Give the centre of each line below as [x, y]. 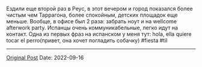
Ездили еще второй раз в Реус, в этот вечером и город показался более [100, 9]
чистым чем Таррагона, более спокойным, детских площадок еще [92, 15]
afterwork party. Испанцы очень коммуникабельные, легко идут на [92, 28]
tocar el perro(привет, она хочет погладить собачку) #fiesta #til [87, 40]
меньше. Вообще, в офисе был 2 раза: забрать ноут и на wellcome [92, 21]
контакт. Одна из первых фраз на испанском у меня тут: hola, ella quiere [99, 34]
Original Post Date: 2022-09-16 [45, 57]
